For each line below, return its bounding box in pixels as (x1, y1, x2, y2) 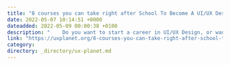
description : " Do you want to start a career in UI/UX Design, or (7, 28, 213, 36)
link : (7, 35, 23, 42)
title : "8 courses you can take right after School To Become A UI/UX (7, 9, 213, 17)
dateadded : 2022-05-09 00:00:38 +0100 (7, 22, 118, 29)
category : (7, 41, 36, 48)
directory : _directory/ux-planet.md (7, 48, 112, 55)
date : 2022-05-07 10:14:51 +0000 (7, 16, 103, 23)
